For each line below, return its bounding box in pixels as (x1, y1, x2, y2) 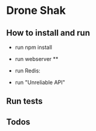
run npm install (14, 43, 53, 51)
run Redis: (14, 67, 40, 74)
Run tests (6, 96, 43, 106)
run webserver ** (14, 56, 59, 62)
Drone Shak (6, 4, 66, 18)
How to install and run (6, 28, 91, 38)
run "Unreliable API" (14, 79, 65, 86)
